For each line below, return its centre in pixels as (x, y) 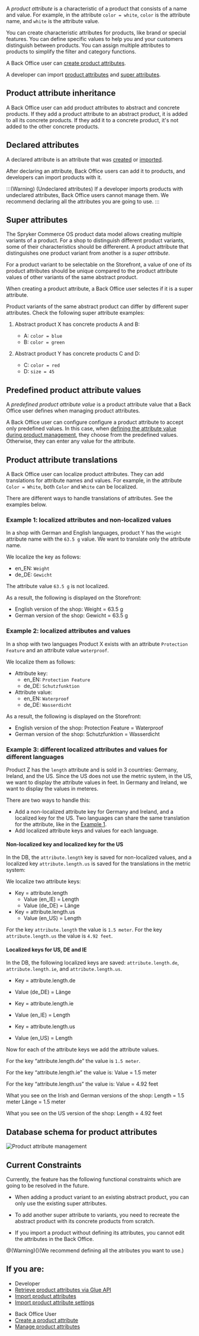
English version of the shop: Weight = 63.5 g (69, 609)
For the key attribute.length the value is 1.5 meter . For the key (84, 930)
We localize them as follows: (41, 662)
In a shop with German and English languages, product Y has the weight (94, 533)
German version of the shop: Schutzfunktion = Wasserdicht (87, 734)
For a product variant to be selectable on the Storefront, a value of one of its (99, 265)
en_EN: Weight (32, 569)
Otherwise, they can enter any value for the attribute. (71, 441)
